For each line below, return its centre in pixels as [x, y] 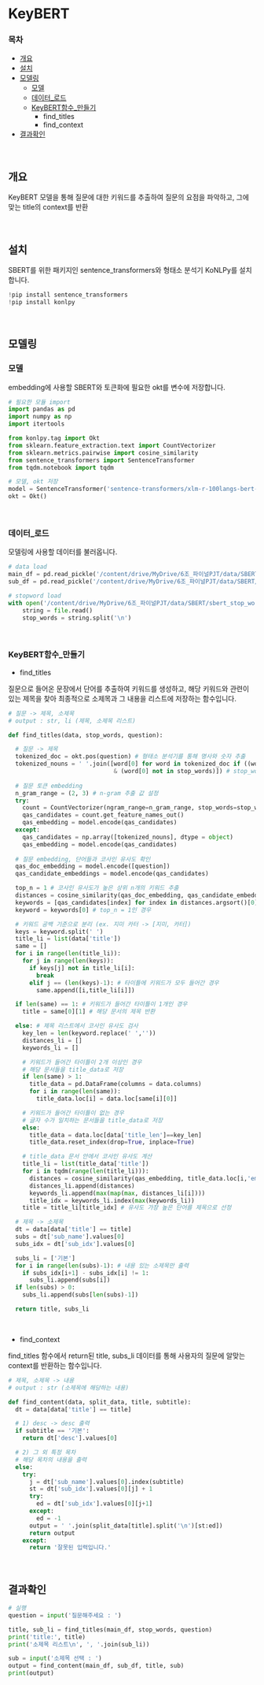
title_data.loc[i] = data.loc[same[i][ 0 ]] [107, 1099]
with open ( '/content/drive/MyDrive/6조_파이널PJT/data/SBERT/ [109, 603]
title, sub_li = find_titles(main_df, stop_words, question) [110, 1629]
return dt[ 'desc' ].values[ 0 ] [70, 1438]
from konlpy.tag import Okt [54, 438]
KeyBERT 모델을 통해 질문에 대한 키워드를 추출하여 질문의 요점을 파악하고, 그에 [129, 197]
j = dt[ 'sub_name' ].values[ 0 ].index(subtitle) [106, 1482]
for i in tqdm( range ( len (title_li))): [86, 1171]
